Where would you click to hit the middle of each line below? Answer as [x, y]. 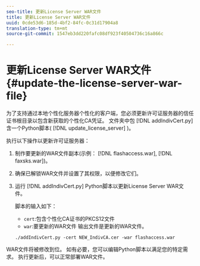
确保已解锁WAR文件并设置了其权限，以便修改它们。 [78, 174]
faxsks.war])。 [33, 161]
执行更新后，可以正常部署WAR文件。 [63, 257]
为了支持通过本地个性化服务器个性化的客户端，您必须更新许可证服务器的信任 [100, 113]
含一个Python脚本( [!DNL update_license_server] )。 [70, 128]
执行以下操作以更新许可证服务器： [48, 141]
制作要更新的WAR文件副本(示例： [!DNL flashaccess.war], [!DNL [93, 154]
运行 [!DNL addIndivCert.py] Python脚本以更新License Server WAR [96, 186]
